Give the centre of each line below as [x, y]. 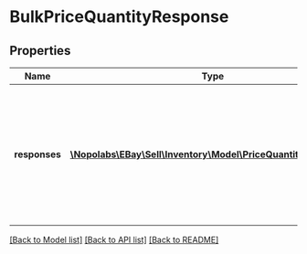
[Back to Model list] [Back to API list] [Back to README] [114, 240]
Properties [40, 51]
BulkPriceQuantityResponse [119, 17]
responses [37, 154]
